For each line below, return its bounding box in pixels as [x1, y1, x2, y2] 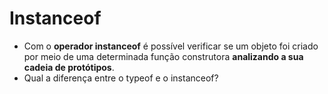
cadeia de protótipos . [23, 61, 115, 73]
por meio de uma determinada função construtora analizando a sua [23, 50, 304, 62]
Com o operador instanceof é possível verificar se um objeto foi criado [23, 40, 319, 52]
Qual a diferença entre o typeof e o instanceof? [23, 72, 219, 84]
